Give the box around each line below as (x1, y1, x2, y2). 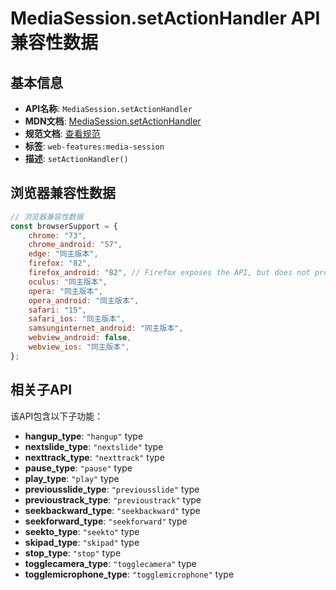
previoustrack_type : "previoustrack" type (24, 493, 202, 506)
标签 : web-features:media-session (24, 140, 165, 152)
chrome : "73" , (28, 230, 87, 241)
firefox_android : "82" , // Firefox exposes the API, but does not (28, 268, 311, 278)
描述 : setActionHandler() (24, 153, 129, 164)
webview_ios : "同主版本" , (28, 342, 130, 352)
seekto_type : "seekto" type (24, 525, 140, 537)
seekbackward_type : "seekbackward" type (24, 504, 201, 516)
